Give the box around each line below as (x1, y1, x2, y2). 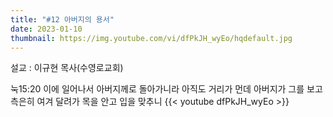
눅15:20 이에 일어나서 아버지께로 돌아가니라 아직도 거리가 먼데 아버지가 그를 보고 (10, 83, 323, 95)
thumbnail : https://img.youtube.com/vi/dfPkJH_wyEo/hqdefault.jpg (10, 33, 293, 43)
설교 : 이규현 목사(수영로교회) (10, 62, 124, 74)
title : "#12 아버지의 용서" (10, 14, 115, 25)
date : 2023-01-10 (10, 24, 83, 34)
